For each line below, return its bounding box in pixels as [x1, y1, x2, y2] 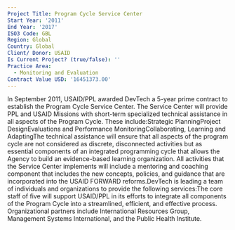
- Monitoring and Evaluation [13, 69, 99, 76]
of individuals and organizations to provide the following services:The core [7, 184, 223, 193]
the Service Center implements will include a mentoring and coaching [7, 162, 208, 171]
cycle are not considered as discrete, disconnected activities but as [7, 140, 202, 148]
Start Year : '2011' [7, 17, 65, 24]
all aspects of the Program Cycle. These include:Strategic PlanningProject [7, 117, 221, 126]
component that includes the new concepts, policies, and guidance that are [7, 170, 225, 178]
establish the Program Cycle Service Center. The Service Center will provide [7, 103, 228, 111]
